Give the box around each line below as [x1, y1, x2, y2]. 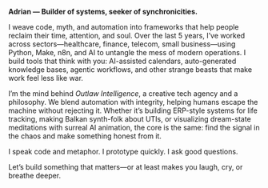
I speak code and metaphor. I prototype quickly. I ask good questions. [8, 147, 238, 156]
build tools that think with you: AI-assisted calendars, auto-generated [8, 56, 237, 66]
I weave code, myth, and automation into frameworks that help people [8, 22, 239, 31]
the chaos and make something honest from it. [8, 131, 162, 141]
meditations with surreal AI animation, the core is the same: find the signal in [8, 123, 260, 132]
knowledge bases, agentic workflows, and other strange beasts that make [8, 65, 253, 74]
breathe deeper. [8, 171, 62, 180]
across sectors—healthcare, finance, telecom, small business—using [8, 39, 236, 49]
